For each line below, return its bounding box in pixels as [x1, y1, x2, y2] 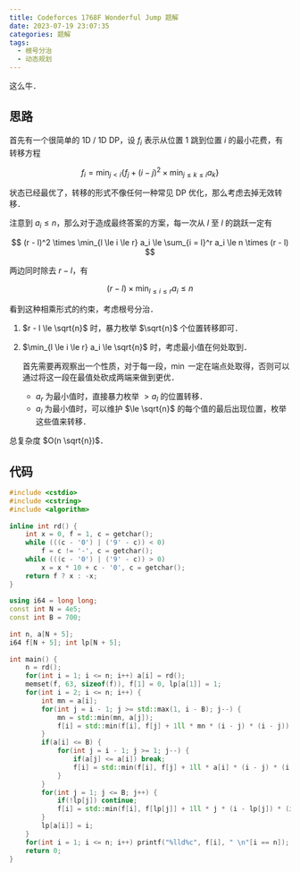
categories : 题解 [9, 30, 71, 38]
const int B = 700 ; [9, 613, 82, 622]
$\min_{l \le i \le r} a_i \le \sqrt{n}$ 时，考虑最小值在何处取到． [21, 341, 252, 352]
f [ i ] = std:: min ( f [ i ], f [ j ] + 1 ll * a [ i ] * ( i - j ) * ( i [72, 763, 290, 772]
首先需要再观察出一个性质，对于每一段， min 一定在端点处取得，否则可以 [21, 360, 290, 372]
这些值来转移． [35, 416, 91, 427]
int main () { [9, 654, 58, 663]
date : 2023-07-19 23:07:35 [9, 21, 110, 30]
